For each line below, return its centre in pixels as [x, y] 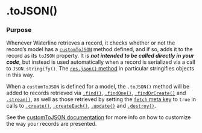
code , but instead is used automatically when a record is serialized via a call [101, 62]
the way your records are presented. [52, 124]
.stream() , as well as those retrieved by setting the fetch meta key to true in [101, 99]
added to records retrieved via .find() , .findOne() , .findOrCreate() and [96, 93]
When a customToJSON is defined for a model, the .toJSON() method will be [98, 87]
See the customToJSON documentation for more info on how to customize [99, 117]
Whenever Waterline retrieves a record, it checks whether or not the [91, 43]
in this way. [20, 75]
